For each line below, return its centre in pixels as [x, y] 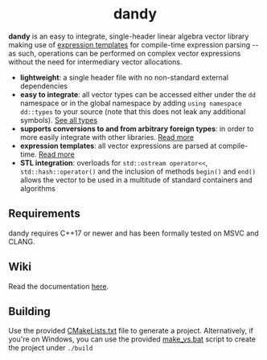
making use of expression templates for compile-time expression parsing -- [133, 44]
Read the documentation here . [59, 286]
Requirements [44, 214]
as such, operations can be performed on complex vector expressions [125, 53]
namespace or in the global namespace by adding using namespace [131, 103]
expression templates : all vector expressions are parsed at [118, 145]
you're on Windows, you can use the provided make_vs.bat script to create [132, 339]
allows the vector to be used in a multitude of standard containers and [136, 180]
